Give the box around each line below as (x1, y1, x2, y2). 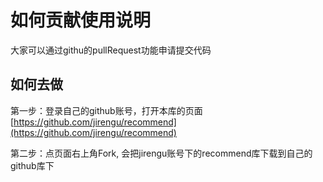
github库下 (10, 159, 55, 171)
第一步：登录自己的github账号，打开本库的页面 (10, 104, 203, 116)
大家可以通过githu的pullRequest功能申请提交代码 (10, 44, 212, 56)
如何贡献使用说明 (10, 9, 152, 32)
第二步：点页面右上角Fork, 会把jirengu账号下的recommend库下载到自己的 (10, 147, 313, 159)
